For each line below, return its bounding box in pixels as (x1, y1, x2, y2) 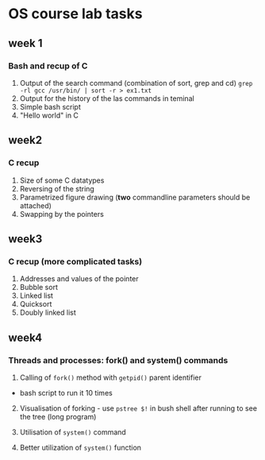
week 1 (8, 37, 43, 50)
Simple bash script (19, 102, 82, 111)
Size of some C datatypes (19, 176, 105, 185)
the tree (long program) (19, 412, 97, 421)
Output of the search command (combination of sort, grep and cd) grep (19, 78, 253, 87)
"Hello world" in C (19, 110, 79, 120)
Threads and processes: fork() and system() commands (8, 354, 229, 365)
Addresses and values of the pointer (19, 274, 139, 284)
